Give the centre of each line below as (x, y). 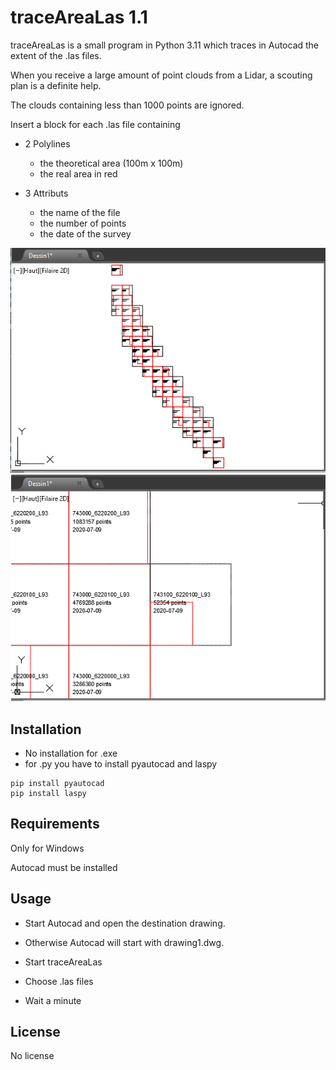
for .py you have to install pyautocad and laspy (121, 763)
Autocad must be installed (64, 867)
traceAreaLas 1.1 (79, 17)
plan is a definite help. (56, 85)
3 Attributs (46, 193)
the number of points (83, 223)
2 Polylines (47, 143)
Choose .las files (59, 981)
